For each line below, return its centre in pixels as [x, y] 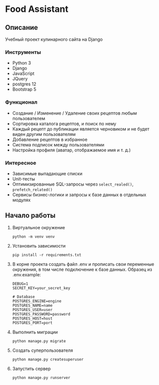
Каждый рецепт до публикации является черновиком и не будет [81, 129]
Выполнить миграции [35, 332]
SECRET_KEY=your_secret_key [41, 288]
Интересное [21, 163]
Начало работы [30, 216]
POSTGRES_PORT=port [32, 323]
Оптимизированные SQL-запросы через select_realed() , [73, 184]
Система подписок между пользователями [58, 144]
